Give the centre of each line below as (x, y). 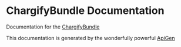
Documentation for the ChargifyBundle (53, 27)
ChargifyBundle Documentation (85, 11)
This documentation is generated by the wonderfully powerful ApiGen (90, 38)
